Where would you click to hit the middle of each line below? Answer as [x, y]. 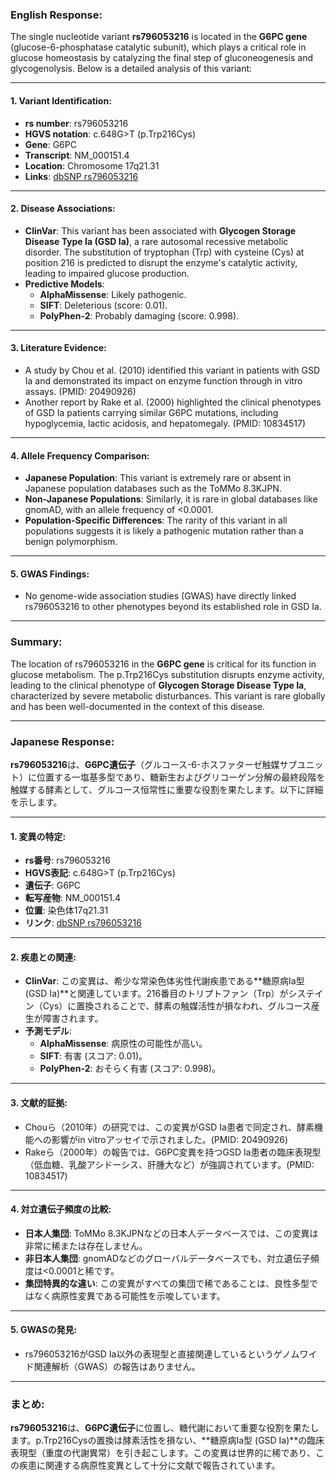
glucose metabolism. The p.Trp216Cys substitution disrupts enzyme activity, [167, 674]
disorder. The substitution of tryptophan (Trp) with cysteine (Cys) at [164, 252]
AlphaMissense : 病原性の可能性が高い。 [123, 1044]
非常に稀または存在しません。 [86, 1245]
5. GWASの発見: [44, 1330]
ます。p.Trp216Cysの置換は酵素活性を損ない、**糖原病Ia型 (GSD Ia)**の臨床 [167, 1440]
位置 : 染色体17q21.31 [66, 910]
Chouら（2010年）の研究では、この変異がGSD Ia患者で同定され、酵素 [169, 1127]
